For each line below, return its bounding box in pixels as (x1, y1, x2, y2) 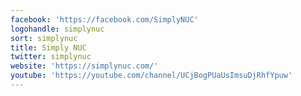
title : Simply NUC (10, 42, 87, 53)
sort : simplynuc (10, 33, 78, 43)
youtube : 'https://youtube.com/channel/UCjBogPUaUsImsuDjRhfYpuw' (10, 71, 293, 81)
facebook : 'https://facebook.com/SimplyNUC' (10, 14, 199, 25)
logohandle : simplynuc (10, 24, 105, 34)
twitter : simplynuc (10, 52, 92, 62)
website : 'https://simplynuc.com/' (10, 61, 159, 71)
